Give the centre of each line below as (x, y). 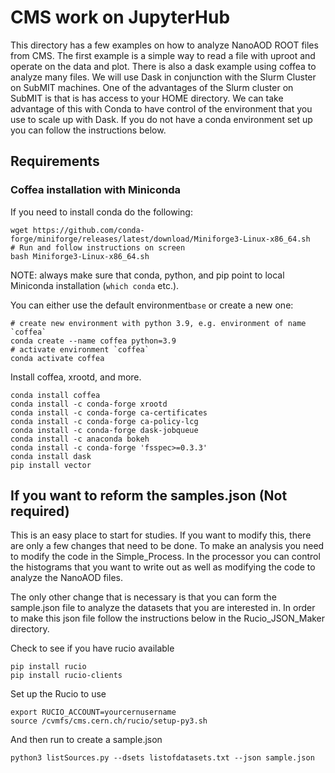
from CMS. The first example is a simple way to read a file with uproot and (163, 55)
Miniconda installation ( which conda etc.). (95, 285)
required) (40, 511)
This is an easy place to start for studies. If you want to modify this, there (161, 535)
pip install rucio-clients (66, 676)
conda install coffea (55, 395)
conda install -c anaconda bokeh (80, 439)
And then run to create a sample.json (86, 740)
